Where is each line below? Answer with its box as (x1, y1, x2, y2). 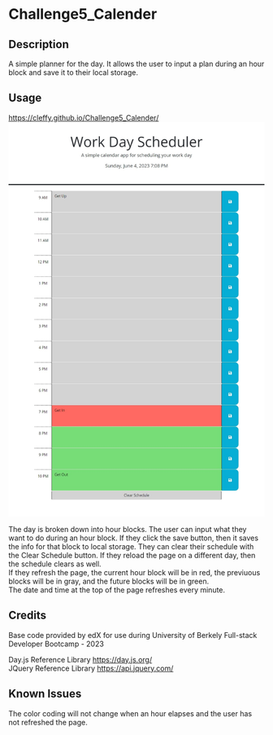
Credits (8, 609, 47, 623)
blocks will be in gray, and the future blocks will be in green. (8, 576, 210, 586)
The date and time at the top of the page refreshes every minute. (8, 584, 226, 595)
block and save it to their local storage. (8, 68, 138, 77)
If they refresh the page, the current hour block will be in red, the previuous (8, 567, 261, 577)
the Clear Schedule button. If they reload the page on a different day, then (8, 550, 256, 560)
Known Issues (8, 687, 82, 701)
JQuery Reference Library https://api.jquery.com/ (8, 663, 174, 673)
